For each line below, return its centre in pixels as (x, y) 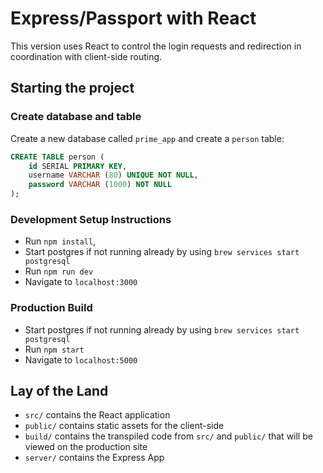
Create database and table (76, 117)
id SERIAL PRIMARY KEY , (78, 166)
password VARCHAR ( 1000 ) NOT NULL (100, 185)
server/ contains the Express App (94, 458)
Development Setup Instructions (91, 219)
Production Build (51, 308)
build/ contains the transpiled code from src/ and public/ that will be (168, 436)
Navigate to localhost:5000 (81, 359)
